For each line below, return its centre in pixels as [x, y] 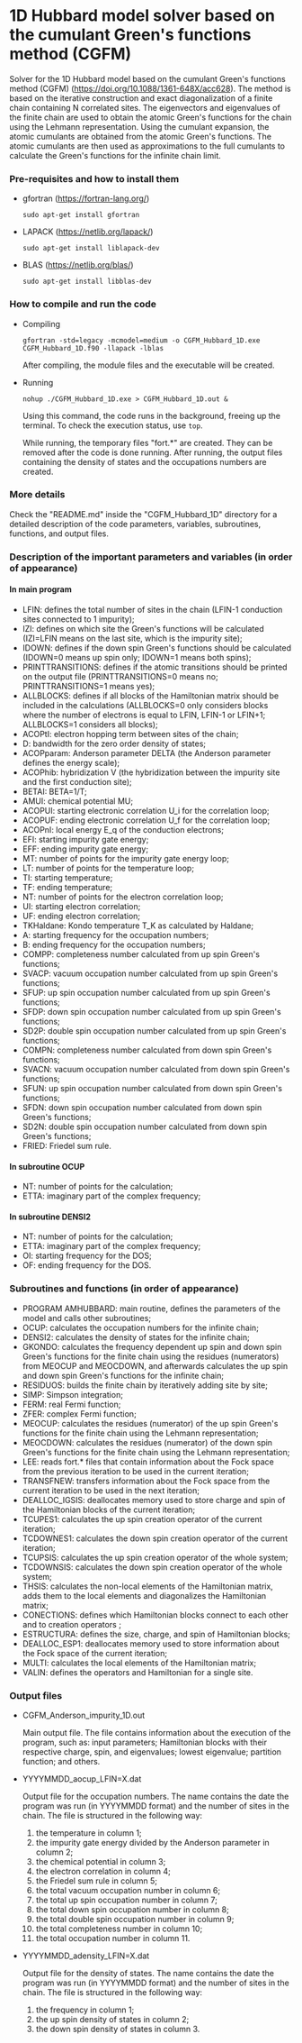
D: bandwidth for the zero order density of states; [114, 743]
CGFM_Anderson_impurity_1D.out [84, 1715]
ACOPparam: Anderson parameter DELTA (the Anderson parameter [147, 752]
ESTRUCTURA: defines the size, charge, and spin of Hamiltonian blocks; [156, 1634]
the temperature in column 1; [89, 1833]
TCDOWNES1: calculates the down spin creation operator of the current [155, 1538]
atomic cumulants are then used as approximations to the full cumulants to [147, 146]
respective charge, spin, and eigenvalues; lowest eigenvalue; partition [151, 1751]
